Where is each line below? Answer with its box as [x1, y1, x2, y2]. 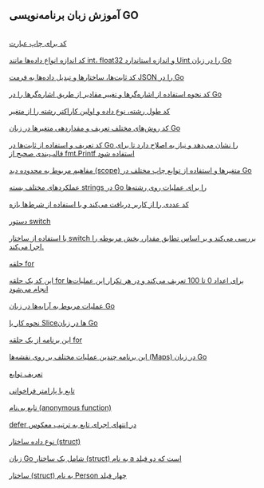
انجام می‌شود [9, 284, 49, 293]
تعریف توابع [9, 368, 43, 378]
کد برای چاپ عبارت [9, 38, 67, 48]
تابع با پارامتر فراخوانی [9, 385, 75, 396]
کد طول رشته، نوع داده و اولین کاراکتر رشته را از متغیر [9, 106, 171, 116]
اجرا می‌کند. [9, 242, 45, 251]
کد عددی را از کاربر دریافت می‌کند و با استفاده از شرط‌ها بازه [9, 199, 190, 209]
